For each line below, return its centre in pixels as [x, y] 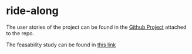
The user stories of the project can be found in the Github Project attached [96, 27]
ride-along [32, 11]
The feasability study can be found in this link [61, 45]
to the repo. [20, 33]
